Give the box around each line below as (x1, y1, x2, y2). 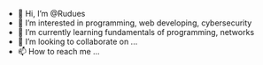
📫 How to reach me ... (17, 47, 100, 56)
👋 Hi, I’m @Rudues (17, 9, 86, 18)
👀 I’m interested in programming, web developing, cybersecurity (17, 18, 252, 28)
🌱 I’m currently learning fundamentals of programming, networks (17, 27, 255, 37)
